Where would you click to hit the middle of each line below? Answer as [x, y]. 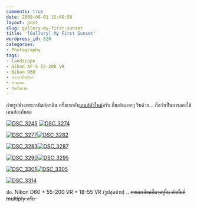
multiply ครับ [21, 199]
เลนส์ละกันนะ [19, 111]
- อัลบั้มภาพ [17, 88]
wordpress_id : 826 [29, 39]
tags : [13, 55]
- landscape [21, 61]
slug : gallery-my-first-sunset [45, 28]
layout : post [22, 22]
